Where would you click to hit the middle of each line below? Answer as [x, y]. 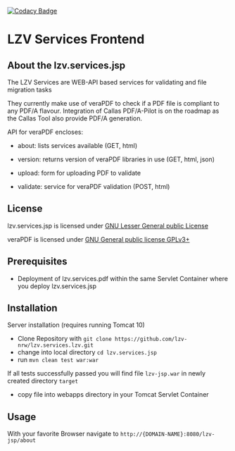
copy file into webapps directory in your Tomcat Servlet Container [113, 395]
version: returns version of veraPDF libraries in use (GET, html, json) [116, 159]
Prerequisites [37, 262]
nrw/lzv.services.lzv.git [55, 345]
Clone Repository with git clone [65, 339]
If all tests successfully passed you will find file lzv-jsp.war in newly [107, 373]
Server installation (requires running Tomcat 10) [76, 325]
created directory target [43, 381]
